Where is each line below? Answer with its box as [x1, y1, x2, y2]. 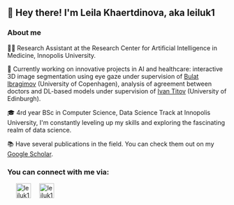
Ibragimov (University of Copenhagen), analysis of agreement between [7, 79, 212, 88]
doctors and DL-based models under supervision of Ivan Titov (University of [7, 86, 227, 95]
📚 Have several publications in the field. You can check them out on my [7, 139, 214, 148]
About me [7, 28, 42, 38]
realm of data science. [7, 126, 72, 134]
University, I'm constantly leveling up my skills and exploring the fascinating [7, 118, 226, 126]
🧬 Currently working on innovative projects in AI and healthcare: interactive [7, 64, 224, 73]
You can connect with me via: [7, 167, 110, 176]
